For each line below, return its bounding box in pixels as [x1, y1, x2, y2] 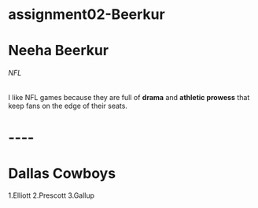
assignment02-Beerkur [8, 6, 165, 24]
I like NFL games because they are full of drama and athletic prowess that [8, 92, 250, 102]
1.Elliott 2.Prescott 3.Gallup [8, 191, 95, 200]
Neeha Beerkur [8, 42, 109, 60]
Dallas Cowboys [8, 164, 116, 182]
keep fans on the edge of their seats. [8, 101, 128, 110]
